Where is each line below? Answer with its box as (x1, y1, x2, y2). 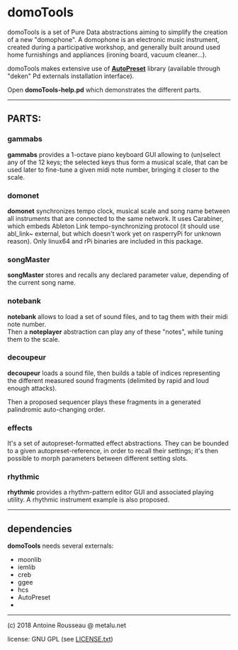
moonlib (17, 556, 42, 564)
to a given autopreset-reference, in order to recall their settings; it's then (7, 447, 218, 455)
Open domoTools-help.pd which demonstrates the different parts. (7, 85, 202, 94)
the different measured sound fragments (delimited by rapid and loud (7, 376, 209, 384)
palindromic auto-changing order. (7, 405, 106, 413)
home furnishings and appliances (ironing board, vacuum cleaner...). (7, 50, 207, 59)
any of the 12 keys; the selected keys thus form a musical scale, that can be (7, 158, 228, 166)
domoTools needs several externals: (7, 541, 114, 551)
